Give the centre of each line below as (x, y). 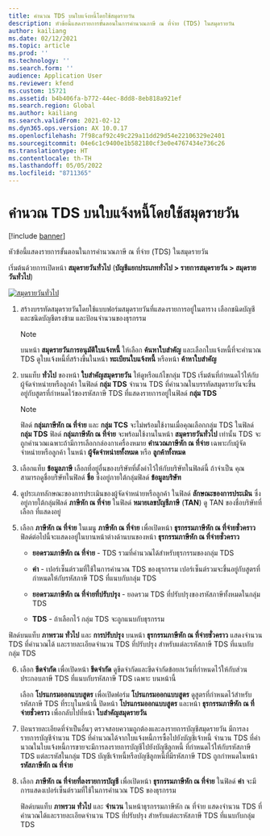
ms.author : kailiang (43, 114)
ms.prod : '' (28, 53)
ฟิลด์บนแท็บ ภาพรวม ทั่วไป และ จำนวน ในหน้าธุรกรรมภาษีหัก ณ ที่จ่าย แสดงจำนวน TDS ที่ (141, 806)
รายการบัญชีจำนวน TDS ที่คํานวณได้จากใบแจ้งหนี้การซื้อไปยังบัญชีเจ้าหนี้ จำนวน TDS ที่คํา (140, 738)
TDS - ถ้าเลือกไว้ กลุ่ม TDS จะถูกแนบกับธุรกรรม (98, 618)
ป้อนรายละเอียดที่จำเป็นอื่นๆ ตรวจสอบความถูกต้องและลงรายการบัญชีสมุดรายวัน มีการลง (134, 728)
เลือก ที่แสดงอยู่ (40, 511)
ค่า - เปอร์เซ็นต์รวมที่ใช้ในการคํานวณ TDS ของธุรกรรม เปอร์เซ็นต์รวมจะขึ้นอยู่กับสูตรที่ (146, 568)
